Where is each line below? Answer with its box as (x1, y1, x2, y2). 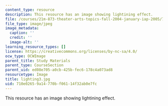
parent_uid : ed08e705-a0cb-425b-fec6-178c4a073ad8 (5, 68, 113, 73)
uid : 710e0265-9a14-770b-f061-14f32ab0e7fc (5, 81, 97, 86)
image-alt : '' (9, 40, 39, 45)
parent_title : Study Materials (5, 58, 70, 63)
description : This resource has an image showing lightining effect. (5, 12, 153, 17)
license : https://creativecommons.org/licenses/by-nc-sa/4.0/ (5, 49, 137, 54)
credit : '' (9, 35, 32, 40)
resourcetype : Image (5, 72, 48, 77)
